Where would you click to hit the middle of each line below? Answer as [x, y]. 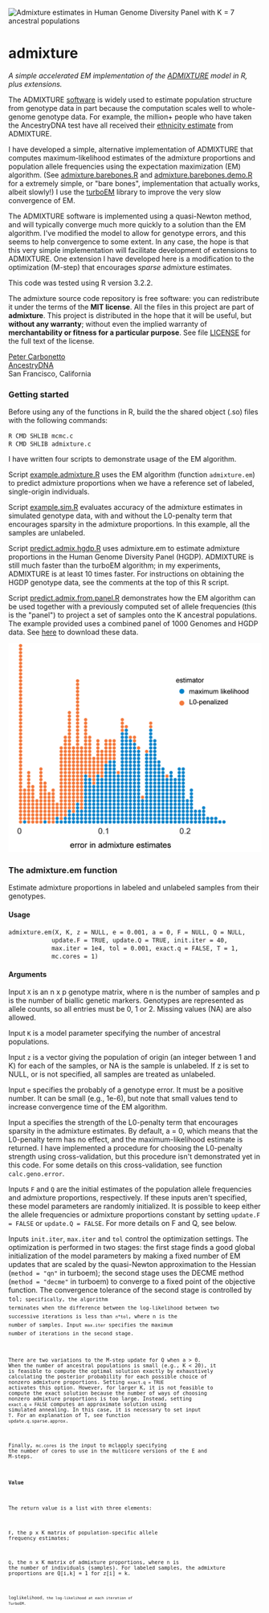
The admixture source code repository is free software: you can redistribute [134, 298]
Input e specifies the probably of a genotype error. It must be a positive [126, 1090]
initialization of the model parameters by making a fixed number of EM [124, 1256]
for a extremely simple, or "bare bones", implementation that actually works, [134, 183]
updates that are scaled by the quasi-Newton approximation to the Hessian [132, 1265]
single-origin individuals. [49, 492]
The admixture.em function [63, 870]
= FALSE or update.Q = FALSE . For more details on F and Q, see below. [122, 1224]
